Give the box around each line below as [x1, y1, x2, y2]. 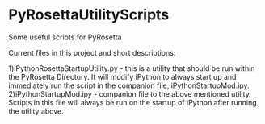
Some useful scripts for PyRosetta [8, 32, 122, 42]
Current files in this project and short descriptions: [8, 48, 176, 57]
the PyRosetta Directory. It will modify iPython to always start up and [8, 72, 237, 81]
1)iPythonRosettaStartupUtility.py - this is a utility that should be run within [8, 63, 255, 73]
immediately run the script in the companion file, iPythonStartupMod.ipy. [8, 81, 250, 90]
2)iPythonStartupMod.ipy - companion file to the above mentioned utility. [8, 89, 252, 98]
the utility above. [8, 106, 64, 116]
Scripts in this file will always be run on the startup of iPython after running [8, 97, 257, 107]
